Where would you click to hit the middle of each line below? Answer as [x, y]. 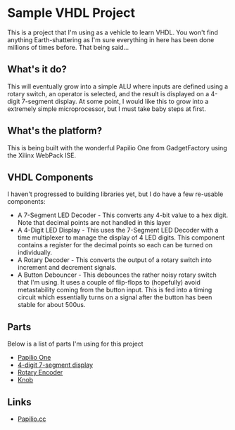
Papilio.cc [32, 419]
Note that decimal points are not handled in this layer [94, 223]
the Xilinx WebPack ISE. [42, 155]
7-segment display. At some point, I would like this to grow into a [115, 101]
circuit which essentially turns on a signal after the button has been [115, 297]
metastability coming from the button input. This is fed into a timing [115, 290]
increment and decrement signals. [67, 268]
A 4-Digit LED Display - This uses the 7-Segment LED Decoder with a [118, 230]
